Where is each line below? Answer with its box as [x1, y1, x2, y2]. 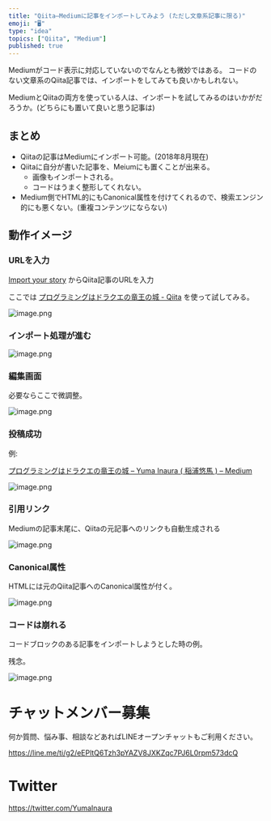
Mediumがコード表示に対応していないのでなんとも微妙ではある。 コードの [8, 66, 257, 75]
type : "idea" [8, 27, 53, 35]
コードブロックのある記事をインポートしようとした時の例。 [8, 639, 207, 649]
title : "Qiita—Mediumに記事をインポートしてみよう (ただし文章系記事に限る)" [8, 11, 246, 20]
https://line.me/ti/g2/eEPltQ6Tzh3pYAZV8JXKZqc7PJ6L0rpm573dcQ [8, 748, 239, 758]
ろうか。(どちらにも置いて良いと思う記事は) [8, 103, 155, 113]
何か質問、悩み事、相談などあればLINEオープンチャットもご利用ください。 [8, 732, 257, 742]
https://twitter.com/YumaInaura [8, 803, 113, 813]
